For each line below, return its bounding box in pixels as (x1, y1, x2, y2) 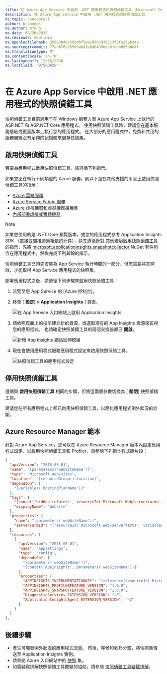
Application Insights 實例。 (22, 651, 78, 657)
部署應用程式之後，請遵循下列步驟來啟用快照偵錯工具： (5, 278, 118, 284)
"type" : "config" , (18, 551, 57, 556)
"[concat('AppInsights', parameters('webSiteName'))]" (23, 565, 139, 570)
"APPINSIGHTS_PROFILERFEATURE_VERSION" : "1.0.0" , (23, 583, 128, 588)
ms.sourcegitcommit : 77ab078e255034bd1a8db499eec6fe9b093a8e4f (5, 44, 139, 49)
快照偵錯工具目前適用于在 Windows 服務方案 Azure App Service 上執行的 (5, 116, 155, 122)
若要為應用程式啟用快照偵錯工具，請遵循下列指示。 (5, 165, 110, 171)
